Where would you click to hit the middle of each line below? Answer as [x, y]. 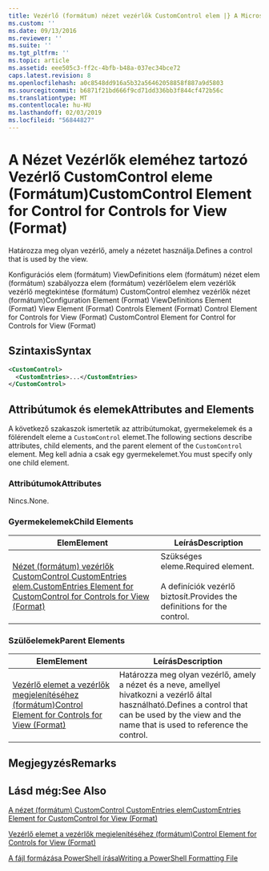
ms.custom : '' [32, 23]
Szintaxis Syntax [50, 351]
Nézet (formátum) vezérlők [63, 566]
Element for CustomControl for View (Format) [83, 819]
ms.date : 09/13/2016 [43, 31]
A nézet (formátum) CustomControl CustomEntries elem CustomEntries [125, 810]
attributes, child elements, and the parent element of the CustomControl [125, 446]
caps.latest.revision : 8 [50, 75]
